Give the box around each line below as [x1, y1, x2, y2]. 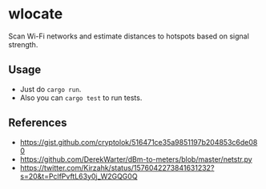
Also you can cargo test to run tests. [19, 93, 143, 103]
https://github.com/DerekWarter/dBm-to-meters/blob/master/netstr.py [19, 154, 252, 164]
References [8, 116, 67, 130]
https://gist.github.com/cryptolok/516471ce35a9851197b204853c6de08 [19, 137, 258, 147]
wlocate [8, 5, 63, 23]
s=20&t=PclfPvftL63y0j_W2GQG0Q [19, 171, 138, 181]
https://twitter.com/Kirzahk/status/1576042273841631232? [19, 163, 215, 172]
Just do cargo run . [19, 84, 82, 94]
